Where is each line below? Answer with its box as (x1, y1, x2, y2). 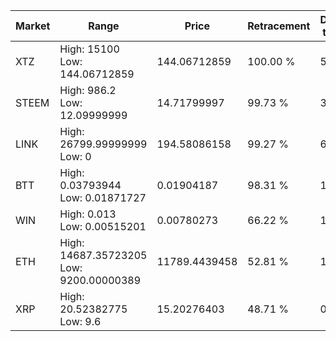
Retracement (247, 19, 311, 33)
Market (15, 19, 51, 33)
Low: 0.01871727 (59, 191, 147, 204)
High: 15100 (59, 42, 120, 56)
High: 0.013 (59, 207, 117, 221)
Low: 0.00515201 (59, 220, 147, 233)
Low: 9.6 (59, 315, 102, 328)
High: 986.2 (59, 84, 117, 97)
